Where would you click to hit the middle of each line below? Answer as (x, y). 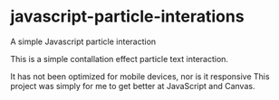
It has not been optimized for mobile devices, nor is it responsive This (140, 76)
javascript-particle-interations (127, 17)
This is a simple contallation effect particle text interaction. (120, 59)
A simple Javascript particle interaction (83, 41)
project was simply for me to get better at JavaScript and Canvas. (133, 86)
